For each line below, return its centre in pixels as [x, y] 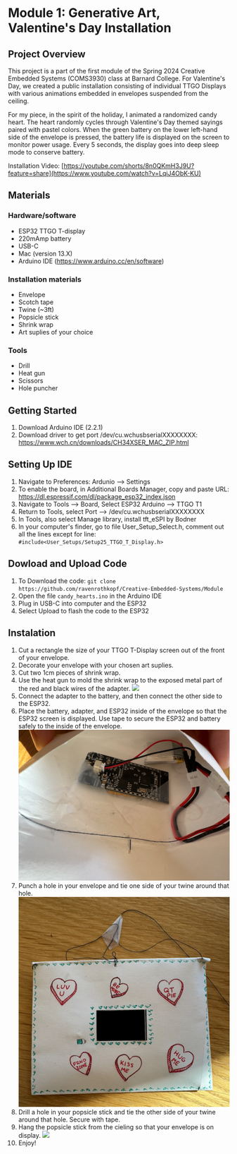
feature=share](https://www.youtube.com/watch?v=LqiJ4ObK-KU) [104, 173]
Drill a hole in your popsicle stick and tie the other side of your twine [117, 1112]
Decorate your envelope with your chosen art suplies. [96, 665]
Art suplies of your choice [56, 332]
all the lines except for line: [57, 534]
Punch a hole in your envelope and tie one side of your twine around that [123, 886]
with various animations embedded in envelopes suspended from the [108, 94]
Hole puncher [38, 388]
